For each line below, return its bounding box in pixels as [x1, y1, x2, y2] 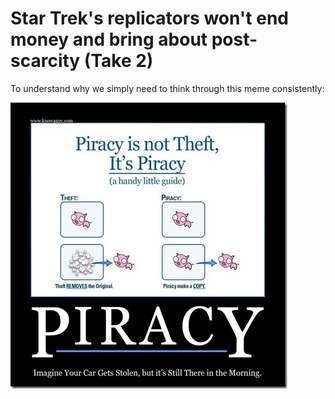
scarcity [10, 50, 81, 72]
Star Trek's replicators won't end [10, 7, 290, 30]
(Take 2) [83, 50, 154, 72]
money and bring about [10, 28, 208, 51]
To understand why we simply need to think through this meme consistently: [10, 82, 325, 94]
